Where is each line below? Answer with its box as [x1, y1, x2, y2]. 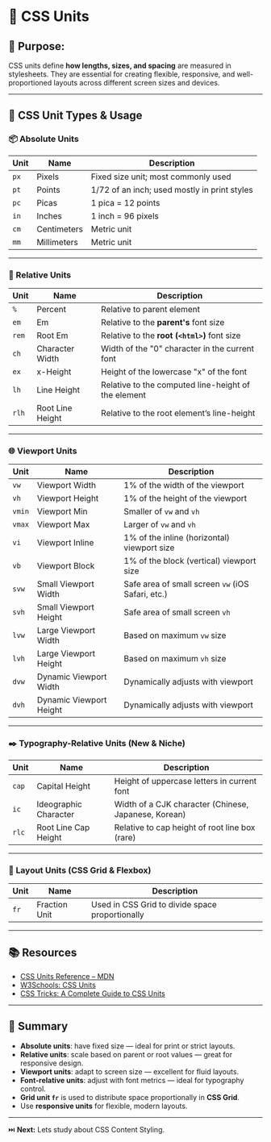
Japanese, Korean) [114, 808, 186, 819]
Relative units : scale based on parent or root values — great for [19, 1049, 232, 1059]
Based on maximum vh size [123, 653, 227, 665]
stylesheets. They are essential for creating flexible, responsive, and [8, 69, 236, 79]
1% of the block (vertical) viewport [123, 556, 256, 567]
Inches [35, 210, 62, 221]
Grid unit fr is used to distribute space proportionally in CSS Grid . [19, 1092, 240, 1102]
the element [100, 389, 147, 400]
